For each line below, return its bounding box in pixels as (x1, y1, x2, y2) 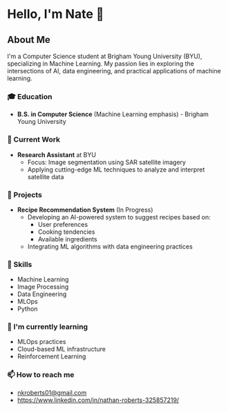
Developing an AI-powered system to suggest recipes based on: (27, 212, 211, 221)
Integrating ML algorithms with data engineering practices (27, 242, 193, 250)
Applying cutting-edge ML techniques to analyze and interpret (27, 165, 205, 174)
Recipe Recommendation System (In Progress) (17, 205, 153, 214)
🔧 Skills (7, 259, 32, 269)
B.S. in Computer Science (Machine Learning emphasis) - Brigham (17, 110, 209, 118)
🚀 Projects (7, 190, 43, 199)
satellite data (27, 172, 64, 181)
